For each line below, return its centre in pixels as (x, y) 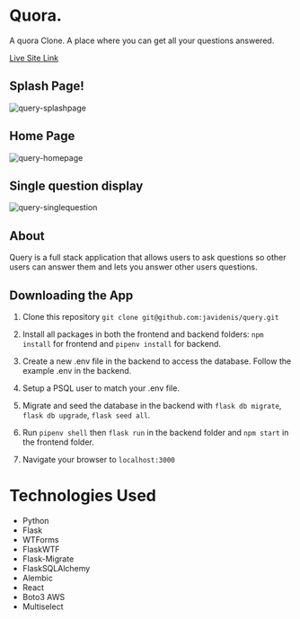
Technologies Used (83, 496)
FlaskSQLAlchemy (56, 568)
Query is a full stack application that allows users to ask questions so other (148, 258)
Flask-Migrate (48, 559)
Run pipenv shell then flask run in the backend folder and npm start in (155, 433)
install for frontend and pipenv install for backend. (122, 344)
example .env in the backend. (77, 371)
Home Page (42, 136)
